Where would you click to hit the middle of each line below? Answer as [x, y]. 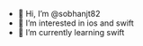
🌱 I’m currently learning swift [71, 32]
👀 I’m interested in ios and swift [76, 23]
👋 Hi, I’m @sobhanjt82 [59, 14]
